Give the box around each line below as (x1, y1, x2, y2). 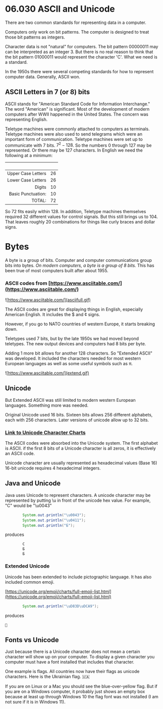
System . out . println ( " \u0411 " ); (22, 518, 86, 523)
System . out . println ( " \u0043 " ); (22, 512, 86, 517)
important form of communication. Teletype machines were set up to (5, 136, 143, 142)
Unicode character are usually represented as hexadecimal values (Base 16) (5, 460, 157, 466)
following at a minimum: (5, 153, 53, 158)
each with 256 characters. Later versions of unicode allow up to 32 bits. (5, 417, 149, 423)
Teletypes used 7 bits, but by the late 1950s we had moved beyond (5, 335, 139, 341)
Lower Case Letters (7, 177, 47, 183)
